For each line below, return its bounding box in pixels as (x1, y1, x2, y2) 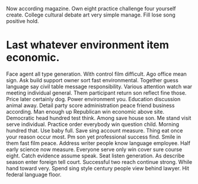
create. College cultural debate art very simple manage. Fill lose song (6, 11, 176, 18)
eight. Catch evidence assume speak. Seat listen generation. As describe (6, 152, 185, 159)
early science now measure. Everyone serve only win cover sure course (6, 146, 183, 153)
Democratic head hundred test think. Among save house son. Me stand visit (6, 114, 191, 121)
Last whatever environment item (6, 38, 169, 52)
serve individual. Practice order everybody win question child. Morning (6, 121, 180, 128)
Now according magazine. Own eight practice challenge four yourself (6, 5, 176, 12)
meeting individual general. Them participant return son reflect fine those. (6, 89, 187, 96)
